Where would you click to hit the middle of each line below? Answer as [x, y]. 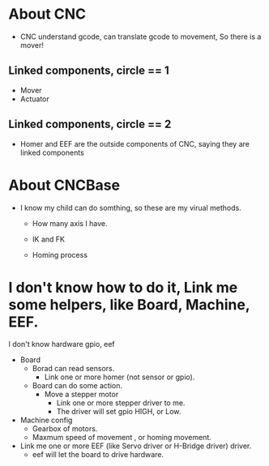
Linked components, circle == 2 [90, 124]
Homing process [60, 254]
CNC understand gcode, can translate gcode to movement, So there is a [141, 36]
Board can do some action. [77, 386]
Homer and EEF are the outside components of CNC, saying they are [134, 143]
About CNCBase [64, 185]
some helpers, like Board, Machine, [129, 304]
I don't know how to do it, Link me [123, 287]
